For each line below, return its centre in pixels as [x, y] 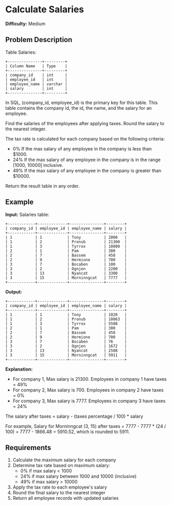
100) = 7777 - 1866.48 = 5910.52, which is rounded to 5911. [68, 432]
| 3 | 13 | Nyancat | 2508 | [66, 351]
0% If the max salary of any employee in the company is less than [82, 149]
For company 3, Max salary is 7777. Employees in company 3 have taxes [89, 401]
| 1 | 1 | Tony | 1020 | [66, 315]
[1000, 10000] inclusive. [38, 165]
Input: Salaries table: [27, 215]
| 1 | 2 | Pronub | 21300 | [66, 242]
